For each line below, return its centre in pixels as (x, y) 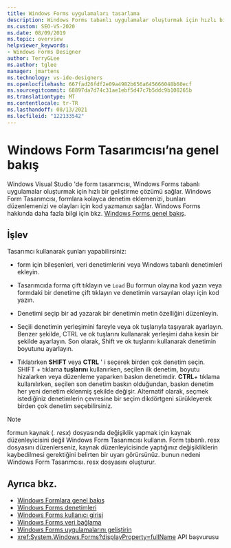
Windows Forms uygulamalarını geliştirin (74, 530)
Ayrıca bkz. (32, 484)
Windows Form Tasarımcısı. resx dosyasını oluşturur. (81, 462)
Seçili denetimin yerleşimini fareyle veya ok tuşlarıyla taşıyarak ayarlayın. (120, 327)
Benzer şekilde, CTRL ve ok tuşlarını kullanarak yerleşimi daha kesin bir (118, 334)
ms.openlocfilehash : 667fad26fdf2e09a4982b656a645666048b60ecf (100, 84)
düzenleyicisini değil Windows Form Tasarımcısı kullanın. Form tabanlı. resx (113, 440)
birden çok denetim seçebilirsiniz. (65, 406)
